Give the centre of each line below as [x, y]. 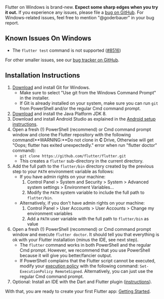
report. [12, 23]
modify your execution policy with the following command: [79, 266]
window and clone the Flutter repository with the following [71, 134]
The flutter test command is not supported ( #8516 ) [66, 50]
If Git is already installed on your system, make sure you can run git [89, 103]
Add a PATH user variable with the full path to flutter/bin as [88, 218]
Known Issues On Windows [48, 38]
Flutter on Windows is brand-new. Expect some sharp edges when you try [82, 7]
